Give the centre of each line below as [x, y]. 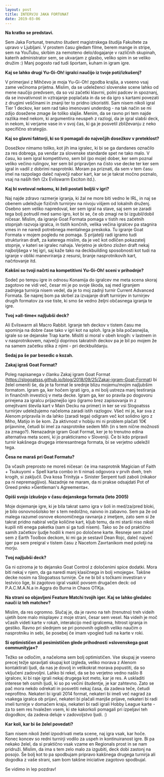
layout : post [18, 10]
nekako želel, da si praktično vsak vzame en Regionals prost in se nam [76, 744]
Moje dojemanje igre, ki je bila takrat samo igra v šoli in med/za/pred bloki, [80, 507]
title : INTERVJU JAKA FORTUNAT [37, 14]
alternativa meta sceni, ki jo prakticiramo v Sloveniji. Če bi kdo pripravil [76, 437]
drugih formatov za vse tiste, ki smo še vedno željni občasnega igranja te [79, 301]
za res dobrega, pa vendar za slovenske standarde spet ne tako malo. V [77, 153]
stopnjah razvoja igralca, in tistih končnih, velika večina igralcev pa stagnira [81, 224]
